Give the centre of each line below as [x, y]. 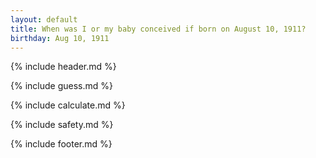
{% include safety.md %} [62, 125]
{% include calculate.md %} [68, 105]
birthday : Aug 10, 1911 [60, 38]
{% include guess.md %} [61, 86]
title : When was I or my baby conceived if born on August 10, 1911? [158, 29]
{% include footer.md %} [61, 144]
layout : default [44, 19]
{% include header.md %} [63, 67]
